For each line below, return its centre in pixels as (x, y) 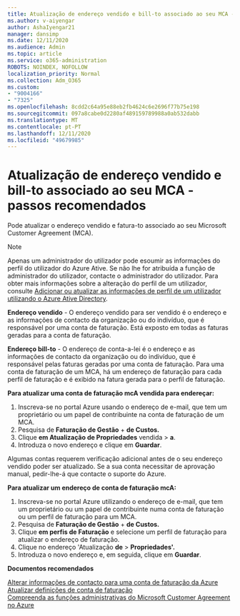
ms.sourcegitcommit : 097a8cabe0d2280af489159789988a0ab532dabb (104, 113)
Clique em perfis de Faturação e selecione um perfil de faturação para (122, 532)
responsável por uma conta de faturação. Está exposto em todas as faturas (118, 328)
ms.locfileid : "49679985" (46, 140)
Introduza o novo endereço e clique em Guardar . (90, 445)
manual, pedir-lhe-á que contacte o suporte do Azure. (87, 474)
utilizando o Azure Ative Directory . (58, 299)
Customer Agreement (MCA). (50, 233)
